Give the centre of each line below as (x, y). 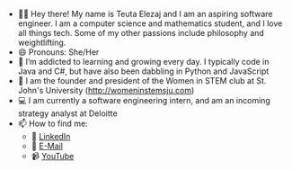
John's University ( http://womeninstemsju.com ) (106, 90)
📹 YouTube (53, 156)
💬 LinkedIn (51, 136)
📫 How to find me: (53, 123)
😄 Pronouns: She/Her (58, 52)
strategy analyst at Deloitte (68, 113)
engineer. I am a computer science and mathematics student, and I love (150, 23)
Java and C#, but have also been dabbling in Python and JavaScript (143, 71)
